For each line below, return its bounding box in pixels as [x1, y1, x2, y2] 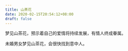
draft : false [5, 16, 32, 21]
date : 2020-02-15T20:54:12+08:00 [5, 12, 74, 17]
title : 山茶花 [5, 7, 32, 12]
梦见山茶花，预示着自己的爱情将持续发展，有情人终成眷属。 [5, 30, 126, 36]
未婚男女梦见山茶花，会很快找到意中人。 [5, 41, 87, 47]
